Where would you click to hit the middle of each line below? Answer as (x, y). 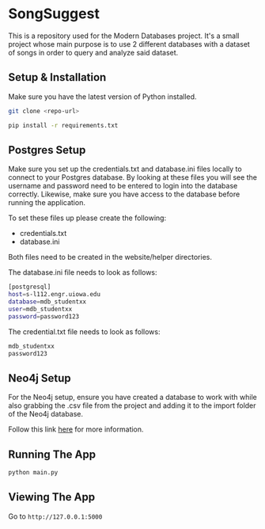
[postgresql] (30, 287)
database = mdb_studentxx (47, 302)
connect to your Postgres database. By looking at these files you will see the (132, 177)
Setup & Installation (57, 77)
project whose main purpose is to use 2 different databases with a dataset (129, 44)
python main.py (33, 473)
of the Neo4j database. (46, 414)
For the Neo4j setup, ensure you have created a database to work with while (132, 398)
